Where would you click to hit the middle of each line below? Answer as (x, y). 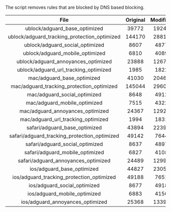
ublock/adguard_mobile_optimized (64, 53)
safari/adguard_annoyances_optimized (64, 161)
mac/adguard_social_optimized (64, 95)
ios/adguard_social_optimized (64, 185)
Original (135, 20)
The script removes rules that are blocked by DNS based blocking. (75, 7)
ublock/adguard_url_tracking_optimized (64, 70)
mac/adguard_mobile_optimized (64, 103)
